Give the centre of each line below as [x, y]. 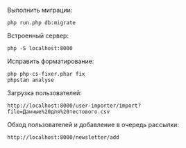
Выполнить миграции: [40, 10]
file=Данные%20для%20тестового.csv [59, 112]
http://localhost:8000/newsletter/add [63, 138]
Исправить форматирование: [51, 61]
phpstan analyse [31, 80]
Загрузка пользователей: [44, 93]
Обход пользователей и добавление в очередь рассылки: [93, 125]
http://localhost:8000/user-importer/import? [74, 106]
